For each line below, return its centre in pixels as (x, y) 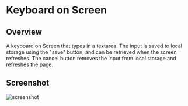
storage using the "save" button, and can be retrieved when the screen (91, 52)
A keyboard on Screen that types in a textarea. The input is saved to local (94, 46)
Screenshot (28, 83)
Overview (24, 32)
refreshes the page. (30, 64)
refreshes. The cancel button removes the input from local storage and (91, 58)
